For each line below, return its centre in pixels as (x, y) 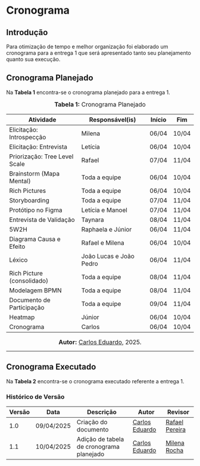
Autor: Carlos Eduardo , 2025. (100, 342)
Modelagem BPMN (35, 290)
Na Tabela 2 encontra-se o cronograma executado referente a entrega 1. (95, 381)
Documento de (30, 300)
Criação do (92, 422)
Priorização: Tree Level (41, 157)
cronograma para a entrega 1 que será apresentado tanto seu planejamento (99, 53)
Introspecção (28, 137)
